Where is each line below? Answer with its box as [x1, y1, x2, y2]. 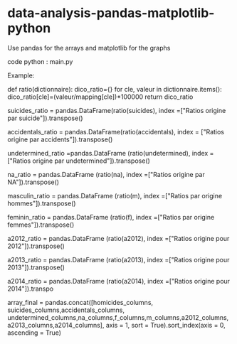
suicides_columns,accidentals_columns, [7, 306, 125, 314]
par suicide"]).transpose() [7, 114, 83, 122]
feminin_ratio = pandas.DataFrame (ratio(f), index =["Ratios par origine [7, 213, 215, 221]
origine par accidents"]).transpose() [7, 135, 113, 144]
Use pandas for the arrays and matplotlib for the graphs [7, 43, 171, 52]
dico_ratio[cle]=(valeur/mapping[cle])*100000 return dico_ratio [7, 92, 194, 101]
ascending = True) [7, 328, 62, 337]
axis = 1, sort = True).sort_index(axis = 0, [105, 321, 226, 329]
